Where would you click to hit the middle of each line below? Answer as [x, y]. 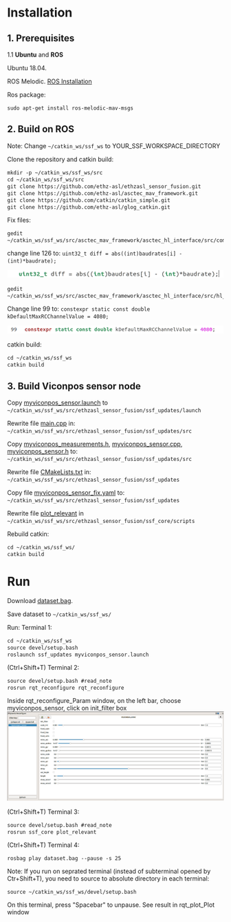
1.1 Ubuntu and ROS [35, 54]
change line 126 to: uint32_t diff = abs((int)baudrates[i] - [95, 253]
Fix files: [19, 220]
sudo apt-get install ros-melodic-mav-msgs [70, 108]
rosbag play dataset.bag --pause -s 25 [64, 858]
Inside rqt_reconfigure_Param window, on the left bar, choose [94, 701]
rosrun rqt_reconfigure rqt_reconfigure [66, 688]
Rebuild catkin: [28, 534]
